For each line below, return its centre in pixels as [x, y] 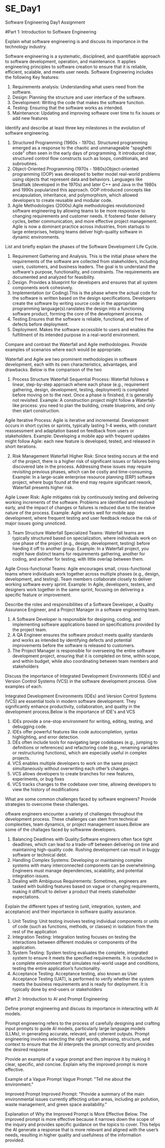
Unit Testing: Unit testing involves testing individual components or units [85, 921]
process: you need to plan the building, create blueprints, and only [88, 405]
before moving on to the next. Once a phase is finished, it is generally [83, 395]
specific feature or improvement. [38, 595]
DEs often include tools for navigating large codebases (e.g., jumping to [85, 742]
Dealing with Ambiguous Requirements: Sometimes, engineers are [79, 881]
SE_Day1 [23, 9]
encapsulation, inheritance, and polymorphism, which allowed [75, 195]
